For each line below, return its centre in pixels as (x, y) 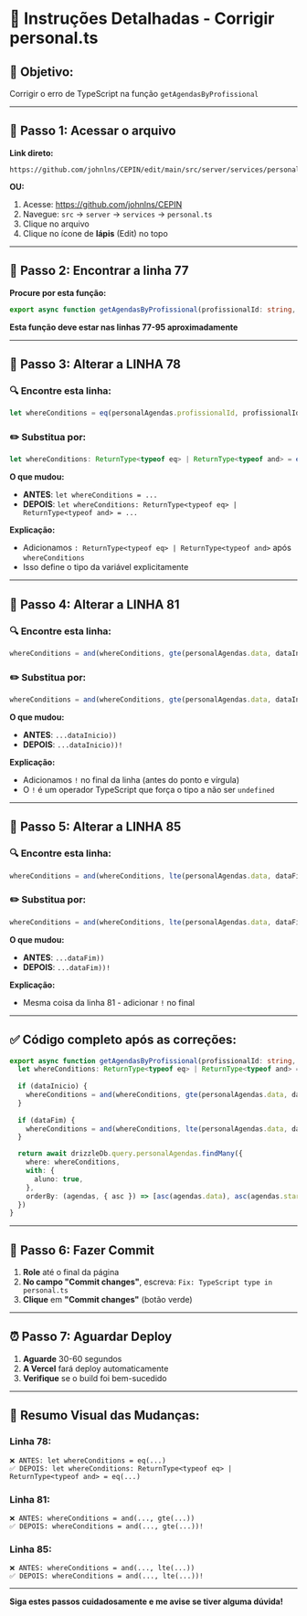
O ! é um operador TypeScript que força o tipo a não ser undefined (148, 789)
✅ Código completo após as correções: (123, 1040)
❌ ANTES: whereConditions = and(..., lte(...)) (102, 1568)
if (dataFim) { (47, 1120)
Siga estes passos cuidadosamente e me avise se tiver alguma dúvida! (146, 1601)
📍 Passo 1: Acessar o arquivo (93, 131)
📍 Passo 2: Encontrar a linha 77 (99, 271)
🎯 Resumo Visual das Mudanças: (105, 1415)
